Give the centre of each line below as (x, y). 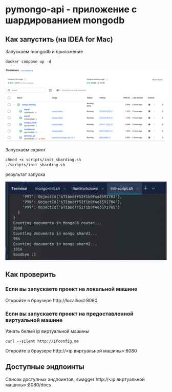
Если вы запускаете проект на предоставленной (70, 313)
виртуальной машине (34, 320)
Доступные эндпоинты (45, 367)
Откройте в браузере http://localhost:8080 (51, 300)
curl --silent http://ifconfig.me (42, 341)
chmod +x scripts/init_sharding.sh (43, 160)
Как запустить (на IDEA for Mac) (59, 39)
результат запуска (25, 174)
